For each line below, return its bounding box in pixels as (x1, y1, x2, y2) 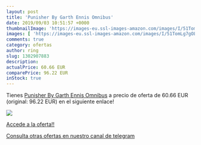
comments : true (6, 36, 44, 42)
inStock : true (6, 75, 42, 81)
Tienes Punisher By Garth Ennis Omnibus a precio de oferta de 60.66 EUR (6, 92, 188, 99)
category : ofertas (6, 42, 52, 48)
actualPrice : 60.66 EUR (6, 64, 66, 70)
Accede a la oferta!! (6, 121, 55, 128)
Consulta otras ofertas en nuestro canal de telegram (6, 132, 135, 140)
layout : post (6, 8, 39, 15)
